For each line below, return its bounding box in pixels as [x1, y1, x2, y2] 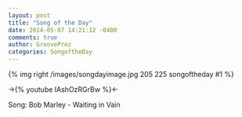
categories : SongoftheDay [8, 48, 92, 56]
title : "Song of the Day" [8, 19, 92, 27]
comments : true [8, 33, 58, 42]
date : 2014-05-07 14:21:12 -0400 [8, 26, 117, 34]
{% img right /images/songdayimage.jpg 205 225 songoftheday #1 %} [8, 70, 235, 79]
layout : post [8, 11, 51, 20]
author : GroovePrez [8, 41, 72, 49]
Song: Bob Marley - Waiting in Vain [8, 100, 121, 109]
